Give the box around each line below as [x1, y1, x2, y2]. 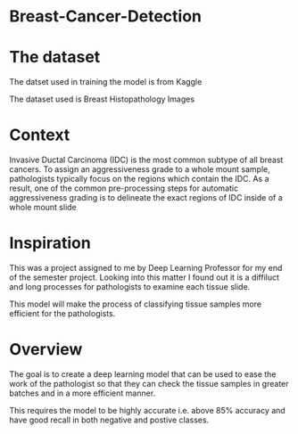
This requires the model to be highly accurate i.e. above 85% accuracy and [9, 405, 286, 415]
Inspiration [9, 233, 91, 253]
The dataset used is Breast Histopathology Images [9, 94, 195, 104]
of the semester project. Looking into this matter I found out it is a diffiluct [9, 272, 279, 283]
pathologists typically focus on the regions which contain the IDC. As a [9, 174, 269, 184]
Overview [9, 340, 83, 360]
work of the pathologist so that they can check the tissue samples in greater [9, 378, 289, 389]
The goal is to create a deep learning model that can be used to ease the [9, 368, 277, 380]
